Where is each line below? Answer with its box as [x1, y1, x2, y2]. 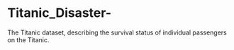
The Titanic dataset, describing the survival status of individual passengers [7, 28, 227, 37]
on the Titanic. [7, 35, 50, 44]
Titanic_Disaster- [7, 5, 112, 21]
